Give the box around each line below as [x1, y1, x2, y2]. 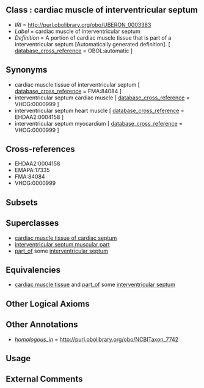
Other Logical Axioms [5, 298, 90, 309]
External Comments [5, 374, 83, 384]
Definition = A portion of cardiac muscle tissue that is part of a [14, 34, 172, 41]
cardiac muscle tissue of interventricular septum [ [14, 81, 140, 88]
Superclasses [5, 218, 59, 228]
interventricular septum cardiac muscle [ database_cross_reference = [14, 94, 190, 101]
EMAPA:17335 [14, 167, 50, 174]
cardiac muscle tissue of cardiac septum [14, 234, 117, 242]
